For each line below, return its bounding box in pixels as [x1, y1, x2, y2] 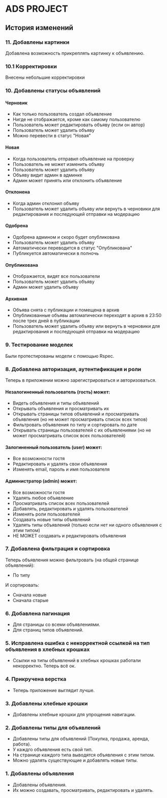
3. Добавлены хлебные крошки [5, 700, 88, 707]
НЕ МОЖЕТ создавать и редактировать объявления [12, 532, 126, 538]
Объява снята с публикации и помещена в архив [12, 307, 120, 313]
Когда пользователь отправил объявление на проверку [12, 156, 134, 162]
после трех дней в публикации [12, 318, 80, 324]
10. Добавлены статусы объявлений [5, 87, 101, 94]
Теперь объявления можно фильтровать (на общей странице [5, 557, 139, 563]
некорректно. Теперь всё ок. [12, 663, 76, 669]
